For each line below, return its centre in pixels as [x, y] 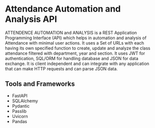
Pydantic [21, 106]
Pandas [20, 121]
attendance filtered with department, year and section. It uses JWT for [75, 53]
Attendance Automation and [63, 9]
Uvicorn [20, 116]
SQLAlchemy [25, 101]
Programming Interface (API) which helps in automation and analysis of [76, 38]
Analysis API [31, 19]
